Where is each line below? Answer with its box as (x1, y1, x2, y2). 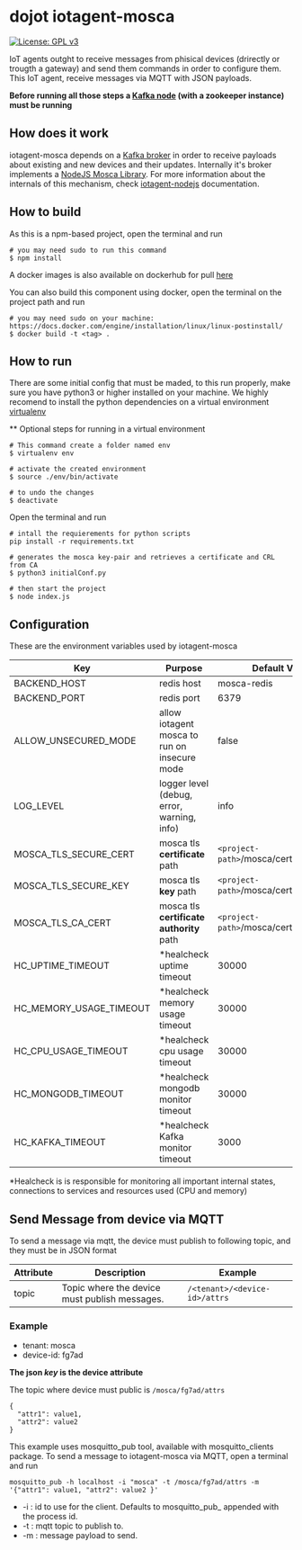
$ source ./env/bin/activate (9, 472, 119, 482)
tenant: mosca (22, 1340, 76, 1351)
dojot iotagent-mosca (9, 6, 175, 27)
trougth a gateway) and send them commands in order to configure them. (9, 63, 281, 74)
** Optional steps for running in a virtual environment (9, 424, 206, 435)
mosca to (158, 729, 200, 741)
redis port (158, 692, 200, 704)
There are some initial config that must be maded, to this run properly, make (9, 378, 291, 389)
